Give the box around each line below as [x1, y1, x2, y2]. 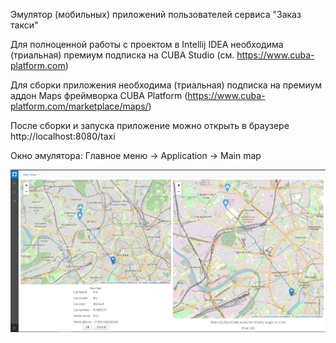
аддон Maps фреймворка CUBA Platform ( [10, 90, 188, 101]
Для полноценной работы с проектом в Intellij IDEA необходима [10, 39, 284, 50]
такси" [10, 19, 39, 31]
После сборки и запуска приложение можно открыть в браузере [10, 120, 290, 131]
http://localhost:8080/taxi [10, 130, 116, 142]
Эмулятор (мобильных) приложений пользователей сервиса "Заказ [10, 9, 302, 20]
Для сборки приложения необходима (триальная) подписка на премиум [10, 79, 323, 91]
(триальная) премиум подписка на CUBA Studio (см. [10, 49, 235, 61]
